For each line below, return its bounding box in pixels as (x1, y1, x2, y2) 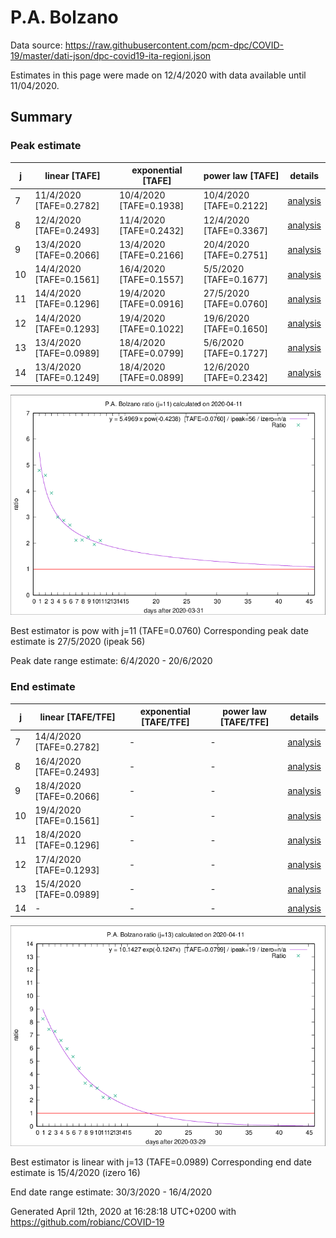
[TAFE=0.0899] (118, 372, 185, 384)
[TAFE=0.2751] (203, 249, 269, 261)
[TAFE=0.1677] (203, 274, 269, 286)
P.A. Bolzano (10, 6, 119, 29)
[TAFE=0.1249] (34, 372, 100, 384)
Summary (10, 109, 73, 126)
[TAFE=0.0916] (118, 298, 185, 310)
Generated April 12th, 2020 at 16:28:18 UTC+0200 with (10, 1205, 237, 1217)
